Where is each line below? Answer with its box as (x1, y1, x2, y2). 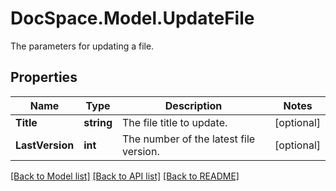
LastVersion (15, 138, 75, 152)
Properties (10, 69, 78, 86)
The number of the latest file (121, 132, 256, 146)
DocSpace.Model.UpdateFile (10, 7, 255, 30)
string (83, 115, 113, 129)
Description (164, 98, 223, 112)
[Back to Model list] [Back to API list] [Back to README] (10, 170, 240, 182)
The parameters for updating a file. (10, 40, 155, 52)
